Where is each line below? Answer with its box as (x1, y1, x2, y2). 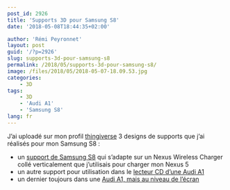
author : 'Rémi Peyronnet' (7, 35, 82, 42)
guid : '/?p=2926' (7, 49, 58, 55)
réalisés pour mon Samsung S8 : (7, 139, 101, 148)
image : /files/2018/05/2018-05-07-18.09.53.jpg (7, 67, 148, 75)
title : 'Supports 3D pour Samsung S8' (7, 17, 120, 24)
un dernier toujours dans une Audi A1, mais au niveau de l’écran (17, 175, 199, 183)
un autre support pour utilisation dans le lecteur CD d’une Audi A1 (17, 167, 205, 175)
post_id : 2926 (7, 10, 49, 17)
